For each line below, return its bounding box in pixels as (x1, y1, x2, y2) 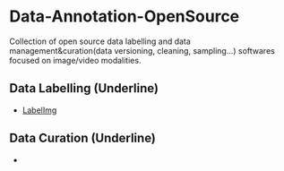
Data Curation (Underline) (9, 131, 157, 146)
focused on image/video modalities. (9, 55, 142, 65)
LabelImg (22, 105, 57, 115)
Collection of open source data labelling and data (9, 36, 191, 47)
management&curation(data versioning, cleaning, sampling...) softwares (9, 45, 275, 56)
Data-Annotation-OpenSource (9, 6, 240, 27)
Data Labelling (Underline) (9, 81, 159, 96)
